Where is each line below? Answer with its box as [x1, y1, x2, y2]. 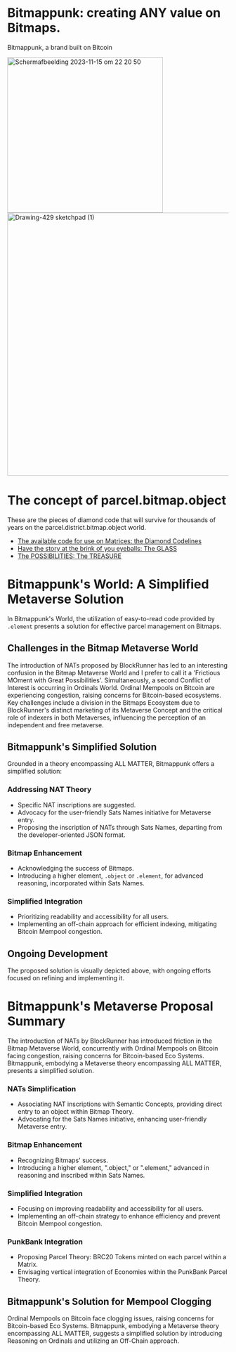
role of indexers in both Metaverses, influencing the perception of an [7, 713, 206, 722]
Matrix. [17, 1260, 39, 1269]
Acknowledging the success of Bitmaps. [17, 864, 135, 873]
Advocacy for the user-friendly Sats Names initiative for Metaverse [17, 808, 211, 817]
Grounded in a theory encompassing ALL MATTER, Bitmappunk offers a [7, 760, 215, 768]
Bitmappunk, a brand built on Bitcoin [7, 43, 112, 51]
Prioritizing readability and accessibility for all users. [17, 912, 169, 921]
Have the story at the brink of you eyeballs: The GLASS [17, 544, 178, 552]
